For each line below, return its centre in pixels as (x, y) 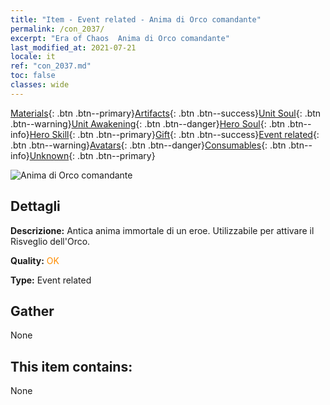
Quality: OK (35, 260)
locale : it (33, 57)
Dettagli (35, 206)
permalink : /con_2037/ (57, 29)
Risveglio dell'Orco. (50, 241)
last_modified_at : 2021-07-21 (73, 47)
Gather (32, 311)
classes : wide (40, 85)
